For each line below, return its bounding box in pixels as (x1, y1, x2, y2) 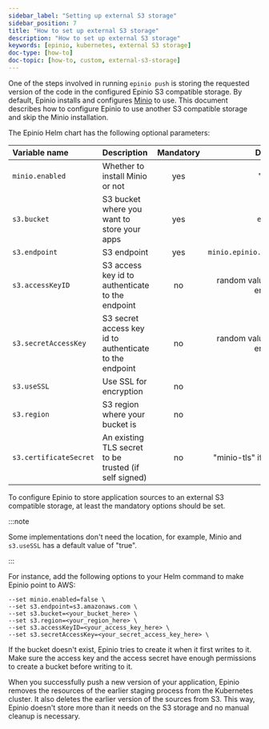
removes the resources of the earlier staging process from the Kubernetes (8, 686, 254, 695)
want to (102, 213, 130, 224)
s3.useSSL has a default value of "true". (8, 540, 138, 550)
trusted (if (102, 461, 140, 473)
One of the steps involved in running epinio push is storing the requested (8, 78, 250, 88)
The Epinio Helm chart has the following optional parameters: (8, 127, 211, 137)
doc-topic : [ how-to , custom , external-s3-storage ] (8, 57, 181, 65)
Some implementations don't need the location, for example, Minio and (8, 532, 242, 542)
